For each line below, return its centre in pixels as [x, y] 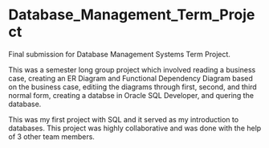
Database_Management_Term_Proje [132, 15]
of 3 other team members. [51, 136]
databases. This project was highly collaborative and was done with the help [135, 128]
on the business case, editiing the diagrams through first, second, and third [132, 87]
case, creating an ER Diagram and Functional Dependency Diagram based [130, 78]
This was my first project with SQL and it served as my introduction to [124, 119]
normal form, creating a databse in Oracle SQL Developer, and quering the [131, 95]
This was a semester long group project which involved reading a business [132, 69]
